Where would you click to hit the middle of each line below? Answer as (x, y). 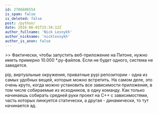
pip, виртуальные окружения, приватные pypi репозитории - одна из (76, 74)
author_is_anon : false (28, 41)
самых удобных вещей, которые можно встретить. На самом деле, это (79, 80)
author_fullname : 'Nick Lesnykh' (39, 32)
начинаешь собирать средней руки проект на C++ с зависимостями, (77, 95)
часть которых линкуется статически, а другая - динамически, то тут (77, 100)
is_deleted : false (23, 18)
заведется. (16, 65)
